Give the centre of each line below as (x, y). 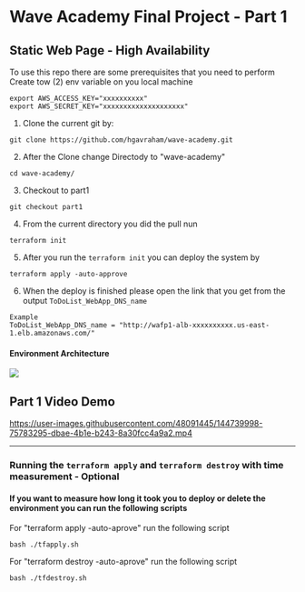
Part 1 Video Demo (62, 401)
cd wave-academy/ (42, 174)
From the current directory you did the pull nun (110, 224)
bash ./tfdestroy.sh (49, 578)
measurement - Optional (64, 477)
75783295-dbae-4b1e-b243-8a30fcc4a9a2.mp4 (101, 433)
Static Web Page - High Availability (110, 50)
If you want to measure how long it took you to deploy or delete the (138, 498)
